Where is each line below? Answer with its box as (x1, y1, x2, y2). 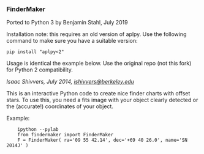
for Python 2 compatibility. (6, 66, 74, 73)
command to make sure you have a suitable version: (6, 37, 138, 45)
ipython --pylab (17, 127, 59, 133)
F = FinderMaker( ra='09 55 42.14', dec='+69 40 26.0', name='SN (17, 137, 188, 144)
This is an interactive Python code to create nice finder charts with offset (6, 90, 191, 97)
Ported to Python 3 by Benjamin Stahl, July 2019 (6, 19, 128, 26)
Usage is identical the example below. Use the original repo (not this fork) (6, 60, 192, 67)
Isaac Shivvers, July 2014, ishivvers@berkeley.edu (6, 78, 135, 86)
